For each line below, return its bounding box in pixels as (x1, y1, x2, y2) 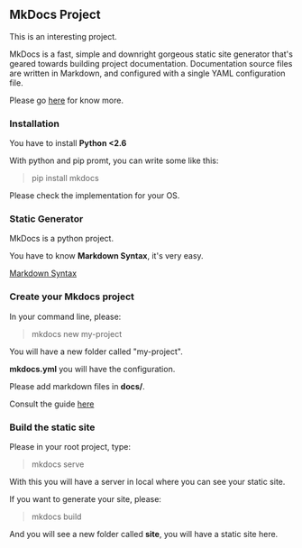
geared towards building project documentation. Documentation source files (9, 58, 293, 68)
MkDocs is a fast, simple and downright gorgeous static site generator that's (9, 49, 293, 59)
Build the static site (9, 421, 96, 434)
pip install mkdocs (31, 173, 99, 184)
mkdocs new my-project (31, 328, 123, 339)
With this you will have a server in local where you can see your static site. (9, 477, 286, 487)
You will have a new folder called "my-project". (9, 346, 183, 357)
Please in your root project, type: (9, 442, 131, 452)
